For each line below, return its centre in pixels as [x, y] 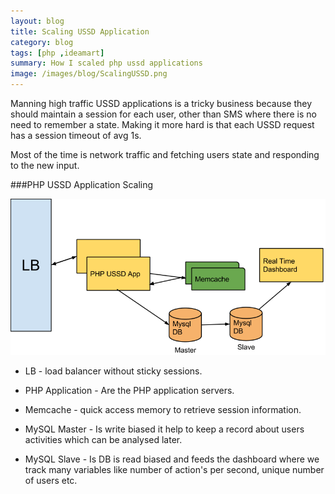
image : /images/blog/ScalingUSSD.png [89, 74]
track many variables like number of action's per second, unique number [174, 470]
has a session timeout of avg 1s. [76, 135]
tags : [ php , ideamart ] [57, 53]
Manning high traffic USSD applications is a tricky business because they [161, 103]
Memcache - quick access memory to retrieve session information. [163, 410]
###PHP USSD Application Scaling [82, 184]
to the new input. [45, 165]
